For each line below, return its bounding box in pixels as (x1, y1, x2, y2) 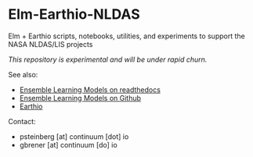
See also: (8, 70, 38, 79)
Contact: (8, 116, 37, 126)
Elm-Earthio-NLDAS (8, 5, 141, 23)
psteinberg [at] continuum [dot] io (19, 131, 129, 141)
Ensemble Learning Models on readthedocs (19, 84, 161, 95)
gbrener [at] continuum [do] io (19, 140, 117, 149)
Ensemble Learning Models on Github (19, 93, 142, 102)
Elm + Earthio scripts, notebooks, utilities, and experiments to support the (8, 31, 245, 41)
